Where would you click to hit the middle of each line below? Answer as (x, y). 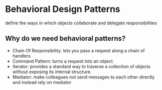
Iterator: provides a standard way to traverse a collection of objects (81, 66)
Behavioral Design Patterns (63, 9)
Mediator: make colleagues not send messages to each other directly (83, 77)
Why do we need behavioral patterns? (65, 39)
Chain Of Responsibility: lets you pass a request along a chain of (79, 50)
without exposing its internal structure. (52, 72)
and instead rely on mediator (42, 82)
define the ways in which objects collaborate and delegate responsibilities (81, 23)
